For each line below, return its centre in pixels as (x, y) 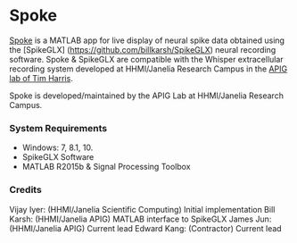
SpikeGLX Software (58, 157)
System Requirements (58, 128)
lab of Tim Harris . (41, 78)
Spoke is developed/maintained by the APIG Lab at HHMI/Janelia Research (146, 96)
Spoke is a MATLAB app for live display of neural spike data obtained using (147, 40)
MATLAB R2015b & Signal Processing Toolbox (106, 167)
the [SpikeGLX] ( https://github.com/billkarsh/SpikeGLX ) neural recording (143, 49)
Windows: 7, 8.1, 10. (58, 147)
